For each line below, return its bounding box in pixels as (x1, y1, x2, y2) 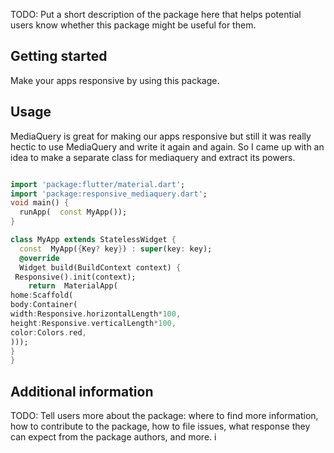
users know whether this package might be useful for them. (10, 19, 257, 31)
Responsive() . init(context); (14, 272, 137, 282)
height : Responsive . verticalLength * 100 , (10, 318, 177, 328)
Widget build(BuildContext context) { (19, 262, 182, 273)
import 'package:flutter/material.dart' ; (10, 179, 186, 189)
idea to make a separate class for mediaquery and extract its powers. (10, 151, 296, 163)
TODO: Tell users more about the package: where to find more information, (10, 410, 319, 422)
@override (19, 253, 60, 263)
